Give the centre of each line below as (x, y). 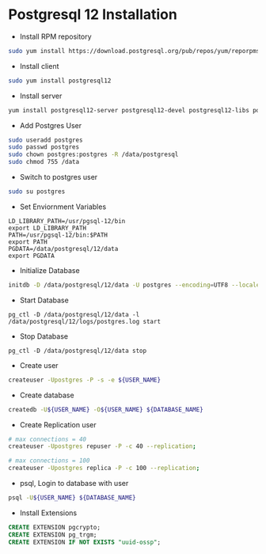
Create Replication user (58, 424)
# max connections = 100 (49, 461)
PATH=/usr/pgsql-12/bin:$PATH (58, 235)
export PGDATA (32, 256)
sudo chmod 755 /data (44, 162)
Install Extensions (48, 513)
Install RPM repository (56, 36)
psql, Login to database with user (74, 484)
